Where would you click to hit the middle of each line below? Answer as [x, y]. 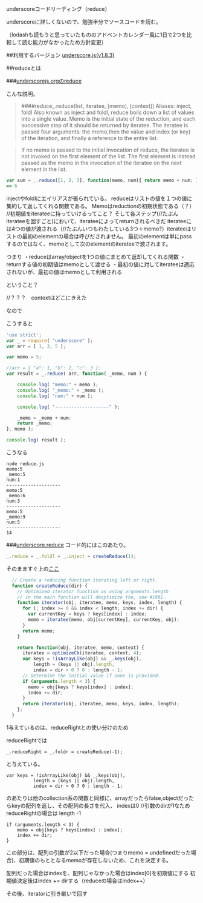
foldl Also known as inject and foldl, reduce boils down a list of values [108, 112]
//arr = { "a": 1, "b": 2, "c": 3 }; [54, 368]
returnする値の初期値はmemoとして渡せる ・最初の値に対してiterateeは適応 [100, 264]
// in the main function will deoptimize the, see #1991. [92, 597]
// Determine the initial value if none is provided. [92, 676]
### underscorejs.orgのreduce [44, 81]
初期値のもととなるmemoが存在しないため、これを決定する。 [95, 860]
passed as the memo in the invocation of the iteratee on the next [101, 163]
